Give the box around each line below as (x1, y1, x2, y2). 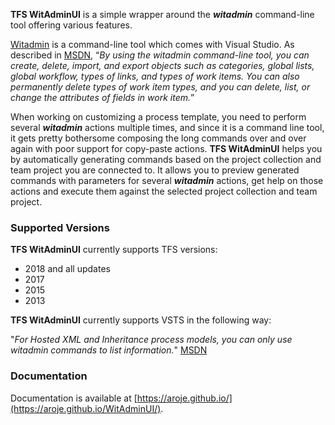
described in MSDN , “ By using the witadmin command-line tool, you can (10, 49, 310, 61)
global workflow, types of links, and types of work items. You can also (10, 70, 300, 82)
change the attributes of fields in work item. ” (10, 92, 195, 103)
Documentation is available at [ (10, 392, 138, 404)
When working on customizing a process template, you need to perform (10, 111, 307, 123)
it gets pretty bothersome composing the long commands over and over (10, 132, 307, 144)
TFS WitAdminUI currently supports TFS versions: (10, 244, 218, 256)
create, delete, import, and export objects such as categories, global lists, (10, 60, 315, 71)
